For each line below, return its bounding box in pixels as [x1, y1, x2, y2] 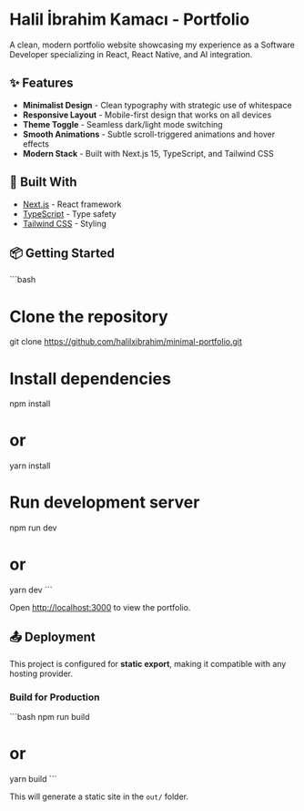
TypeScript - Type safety [22, 208, 117, 219]
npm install [9, 398, 51, 409]
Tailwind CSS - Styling [22, 218, 107, 229]
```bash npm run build [9, 712, 90, 723]
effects [22, 138, 50, 149]
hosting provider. [9, 668, 73, 679]
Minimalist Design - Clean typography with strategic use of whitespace [22, 99, 293, 110]
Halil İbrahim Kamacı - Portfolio [9, 9, 250, 30]
